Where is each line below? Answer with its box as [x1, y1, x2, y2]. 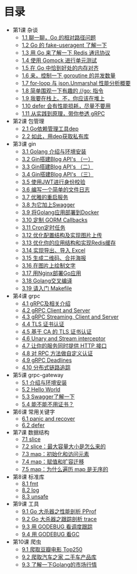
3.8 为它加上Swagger [21, 201, 75, 208]
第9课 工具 [12, 500, 39, 507]
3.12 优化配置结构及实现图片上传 [21, 231, 102, 238]
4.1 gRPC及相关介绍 [21, 300, 71, 307]
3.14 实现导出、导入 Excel [21, 246, 85, 254]
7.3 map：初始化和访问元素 [21, 450, 90, 457]
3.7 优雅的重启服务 [21, 193, 68, 201]
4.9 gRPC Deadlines [21, 356, 72, 364]
